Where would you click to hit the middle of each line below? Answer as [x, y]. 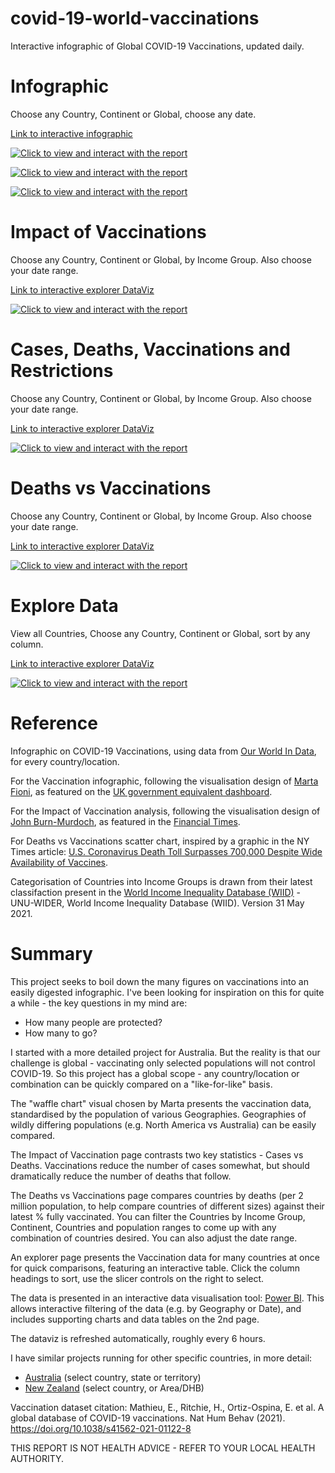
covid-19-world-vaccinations [135, 18]
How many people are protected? [93, 1022]
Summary [51, 953]
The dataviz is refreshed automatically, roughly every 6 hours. [138, 1338]
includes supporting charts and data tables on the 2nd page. [135, 1319]
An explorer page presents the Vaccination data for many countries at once [165, 1257]
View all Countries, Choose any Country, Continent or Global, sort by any [160, 633]
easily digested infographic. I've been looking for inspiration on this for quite [167, 992]
